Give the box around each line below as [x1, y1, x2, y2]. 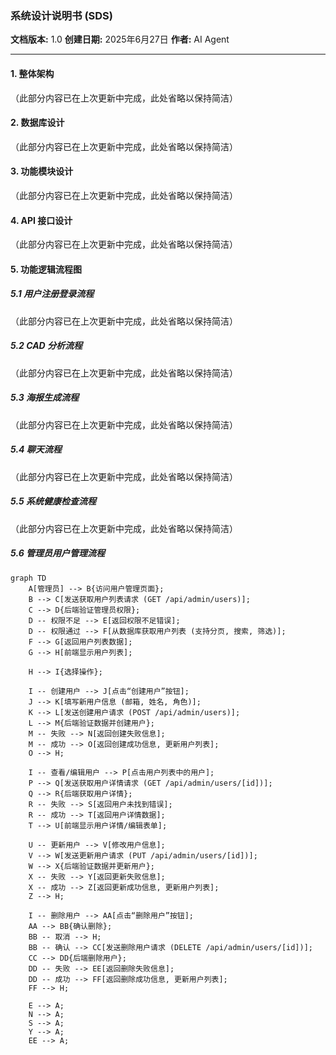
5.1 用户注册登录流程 [10, 288, 95, 300]
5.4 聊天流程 [10, 443, 62, 456]
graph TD [10, 573, 47, 583]
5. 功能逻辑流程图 [10, 263, 82, 275]
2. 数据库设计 [10, 117, 65, 129]
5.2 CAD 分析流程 [10, 340, 83, 352]
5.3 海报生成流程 [10, 392, 80, 404]
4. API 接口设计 [10, 214, 73, 226]
